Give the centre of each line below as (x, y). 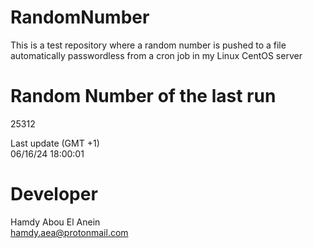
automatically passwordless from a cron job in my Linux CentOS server (156, 55)
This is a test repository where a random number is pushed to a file (148, 45)
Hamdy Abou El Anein (55, 222)
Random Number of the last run (143, 96)
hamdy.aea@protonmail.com (69, 232)
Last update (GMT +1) (55, 143)
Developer (54, 194)
